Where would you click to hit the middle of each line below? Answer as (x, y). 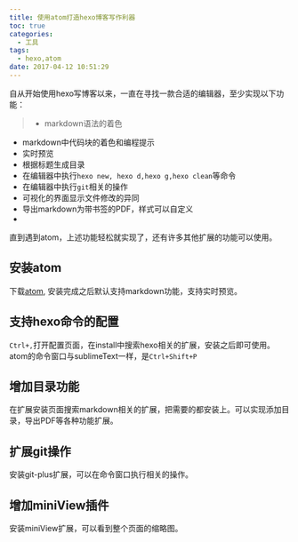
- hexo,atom (40, 59)
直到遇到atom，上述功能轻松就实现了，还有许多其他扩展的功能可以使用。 (143, 237)
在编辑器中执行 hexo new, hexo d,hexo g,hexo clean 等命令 (129, 175)
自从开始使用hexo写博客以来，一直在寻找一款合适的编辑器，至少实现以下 (143, 93)
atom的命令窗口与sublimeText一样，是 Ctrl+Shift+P (103, 355)
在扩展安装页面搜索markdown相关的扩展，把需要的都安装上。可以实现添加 (145, 410)
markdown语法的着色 (83, 123)
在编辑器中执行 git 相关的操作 (75, 187)
